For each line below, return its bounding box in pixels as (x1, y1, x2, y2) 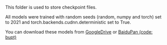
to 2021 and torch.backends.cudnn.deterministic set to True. (5, 19, 132, 25)
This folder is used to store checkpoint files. (5, 4, 97, 10)
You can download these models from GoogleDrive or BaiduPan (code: (5, 29, 153, 34)
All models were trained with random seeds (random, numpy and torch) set (5, 14, 162, 19)
